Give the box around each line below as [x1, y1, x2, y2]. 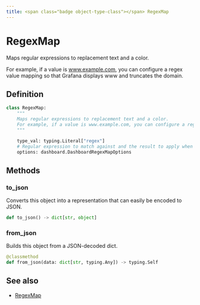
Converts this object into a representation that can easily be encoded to [6, 197, 182, 204]
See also [6, 276, 39, 286]
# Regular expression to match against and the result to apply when [17, 144, 193, 150]
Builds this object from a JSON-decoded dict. [6, 242, 118, 250]
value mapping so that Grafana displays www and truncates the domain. [6, 72, 183, 79]
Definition [6, 89, 43, 99]
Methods [6, 165, 40, 176]
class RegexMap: [6, 105, 46, 111]
